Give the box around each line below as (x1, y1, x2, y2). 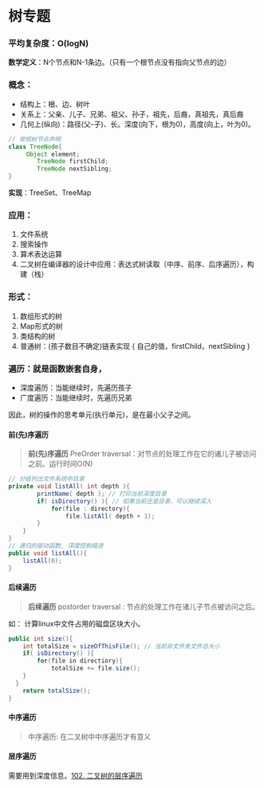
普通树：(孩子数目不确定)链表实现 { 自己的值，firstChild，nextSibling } (19, 341, 250, 350)
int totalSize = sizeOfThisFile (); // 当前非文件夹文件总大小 (22, 642, 221, 650)
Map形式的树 (19, 321, 63, 330)
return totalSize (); (22, 686, 91, 694)
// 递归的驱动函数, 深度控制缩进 (8, 542, 104, 550)
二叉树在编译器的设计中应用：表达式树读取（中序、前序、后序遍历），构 (19, 259, 254, 269)
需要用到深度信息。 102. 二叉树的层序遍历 (8, 770, 144, 780)
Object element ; (26, 150, 81, 158)
